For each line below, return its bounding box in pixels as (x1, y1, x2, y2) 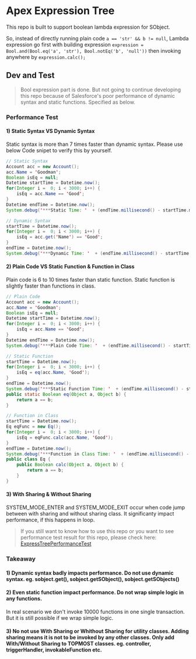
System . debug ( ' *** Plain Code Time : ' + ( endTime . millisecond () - (6, 343, 171, 349)
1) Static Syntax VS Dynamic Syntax (6, 128, 95, 135)
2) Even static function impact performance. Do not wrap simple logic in (6, 589, 184, 596)
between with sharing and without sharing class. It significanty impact (6, 510, 174, 517)
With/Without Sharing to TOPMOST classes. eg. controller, (6, 640, 152, 647)
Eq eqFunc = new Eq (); (6, 424, 61, 430)
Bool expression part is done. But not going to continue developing (20, 86, 181, 93)
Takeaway (6, 555, 36, 563)
